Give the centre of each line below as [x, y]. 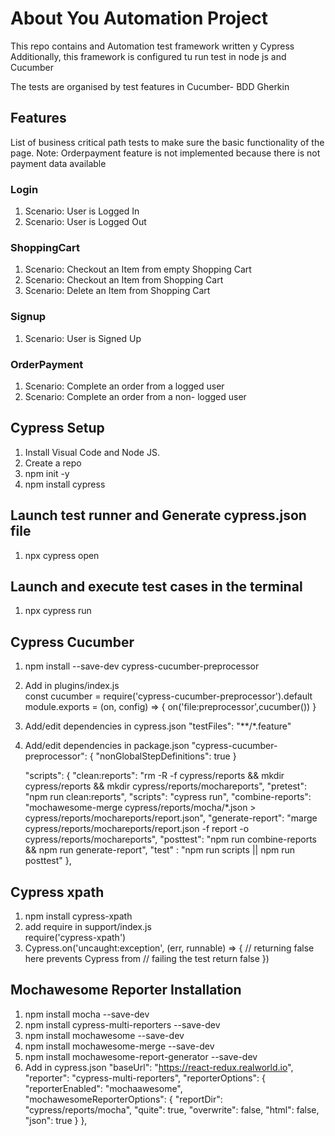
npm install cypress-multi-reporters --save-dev [122, 1024]
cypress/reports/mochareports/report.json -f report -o [137, 829]
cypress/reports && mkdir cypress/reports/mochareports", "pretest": [165, 786]
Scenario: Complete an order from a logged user [124, 386]
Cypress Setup [57, 428]
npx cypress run [58, 611]
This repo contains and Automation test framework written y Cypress [152, 46]
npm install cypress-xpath [78, 916]
